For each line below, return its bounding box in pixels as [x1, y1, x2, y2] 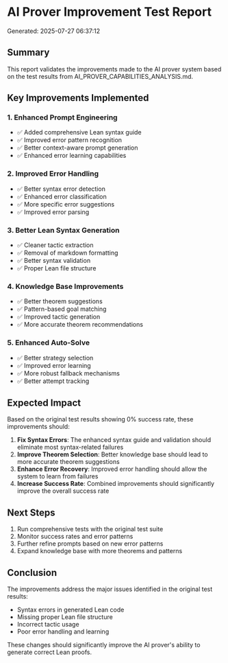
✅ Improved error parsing [16, 207, 90, 216]
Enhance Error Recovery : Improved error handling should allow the [16, 465, 207, 474]
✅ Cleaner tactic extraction [16, 241, 94, 249]
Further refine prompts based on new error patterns [16, 539, 164, 548]
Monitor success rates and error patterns [16, 533, 134, 541]
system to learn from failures [16, 472, 99, 480]
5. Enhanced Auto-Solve [7, 338, 90, 347]
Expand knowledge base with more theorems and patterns [16, 547, 183, 555]
